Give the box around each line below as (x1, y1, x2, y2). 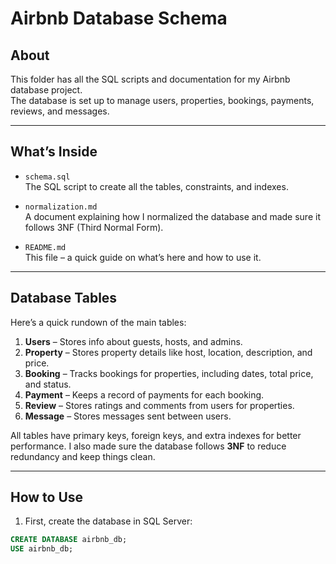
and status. (24, 378, 72, 390)
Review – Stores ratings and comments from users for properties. (24, 399, 295, 411)
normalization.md (24, 202, 98, 212)
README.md (24, 242, 67, 252)
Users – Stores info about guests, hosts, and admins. (24, 335, 243, 347)
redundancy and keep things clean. (10, 450, 156, 462)
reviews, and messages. (10, 105, 110, 117)
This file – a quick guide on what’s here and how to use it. (24, 251, 262, 263)
